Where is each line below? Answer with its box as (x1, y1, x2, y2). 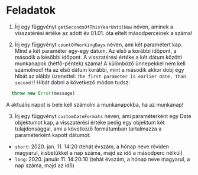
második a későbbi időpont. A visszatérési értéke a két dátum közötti (14, 53, 182, 61)
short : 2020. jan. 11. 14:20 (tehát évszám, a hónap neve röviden (14, 143, 170, 150)
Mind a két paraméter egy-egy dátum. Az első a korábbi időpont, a (14, 47, 177, 54)
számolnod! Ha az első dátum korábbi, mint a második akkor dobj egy (14, 66, 184, 73)
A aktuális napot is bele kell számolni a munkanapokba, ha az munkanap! (6, 101, 184, 108)
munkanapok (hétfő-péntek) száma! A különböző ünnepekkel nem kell (14, 60, 186, 67)
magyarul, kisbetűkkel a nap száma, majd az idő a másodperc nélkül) (14, 149, 183, 156)
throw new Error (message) (11, 90, 76, 96)
